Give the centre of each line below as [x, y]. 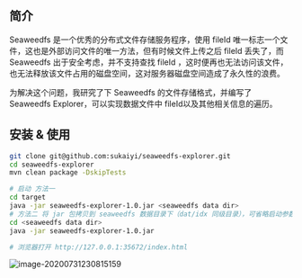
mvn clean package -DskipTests [68, 173]
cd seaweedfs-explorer [52, 165]
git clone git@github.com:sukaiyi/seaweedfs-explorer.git [120, 156]
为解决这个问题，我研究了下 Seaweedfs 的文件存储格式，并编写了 [131, 92]
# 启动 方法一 [32, 189]
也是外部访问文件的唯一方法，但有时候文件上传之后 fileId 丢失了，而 [159, 50]
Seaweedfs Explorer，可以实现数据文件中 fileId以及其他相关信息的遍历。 [143, 103]
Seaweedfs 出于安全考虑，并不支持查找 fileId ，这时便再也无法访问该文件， [149, 62]
